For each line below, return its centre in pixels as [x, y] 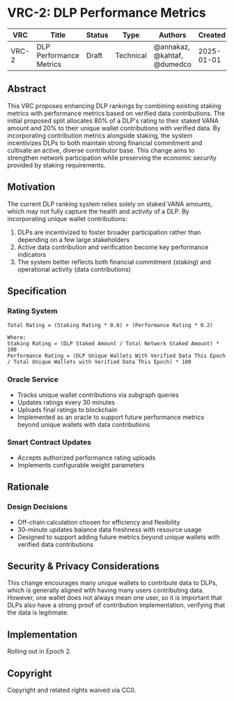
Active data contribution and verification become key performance [113, 247]
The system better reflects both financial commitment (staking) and [114, 262]
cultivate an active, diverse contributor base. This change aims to [101, 150]
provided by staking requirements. [56, 165]
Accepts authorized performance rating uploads [86, 458]
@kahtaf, [168, 55]
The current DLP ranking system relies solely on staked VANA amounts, [110, 204]
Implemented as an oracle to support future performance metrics [111, 417]
